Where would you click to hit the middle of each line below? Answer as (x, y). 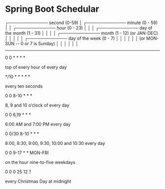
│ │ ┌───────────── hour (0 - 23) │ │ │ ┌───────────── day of (79, 27)
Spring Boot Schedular (52, 9)
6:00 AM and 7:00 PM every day (38, 124)
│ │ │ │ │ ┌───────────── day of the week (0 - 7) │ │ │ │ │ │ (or (75, 38)
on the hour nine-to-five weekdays (40, 162)
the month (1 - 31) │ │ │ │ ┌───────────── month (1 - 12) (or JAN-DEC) (82, 33)
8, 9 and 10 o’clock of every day (37, 105)
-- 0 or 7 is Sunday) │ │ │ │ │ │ (47, 43)
